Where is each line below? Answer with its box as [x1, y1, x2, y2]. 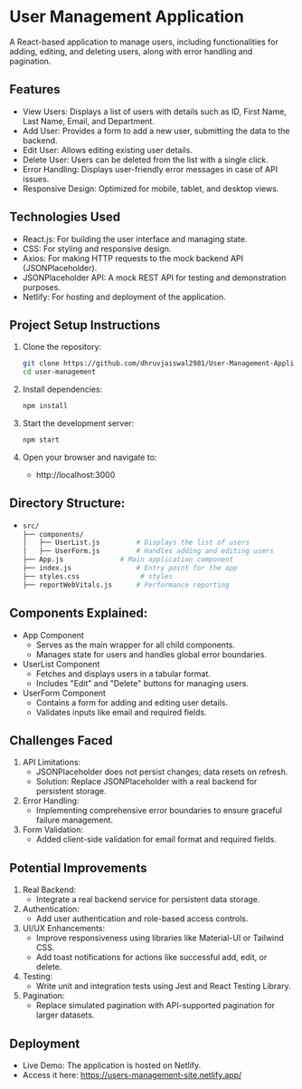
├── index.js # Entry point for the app [22, 564, 238, 573]
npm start [22, 435, 61, 444]
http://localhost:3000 [35, 469, 116, 480]
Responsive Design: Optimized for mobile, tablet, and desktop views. [22, 183, 279, 194]
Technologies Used [9, 209, 120, 225]
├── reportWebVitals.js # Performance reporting [22, 580, 230, 589]
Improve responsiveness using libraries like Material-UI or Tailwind [35, 932, 285, 944]
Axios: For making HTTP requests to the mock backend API [22, 252, 244, 264]
